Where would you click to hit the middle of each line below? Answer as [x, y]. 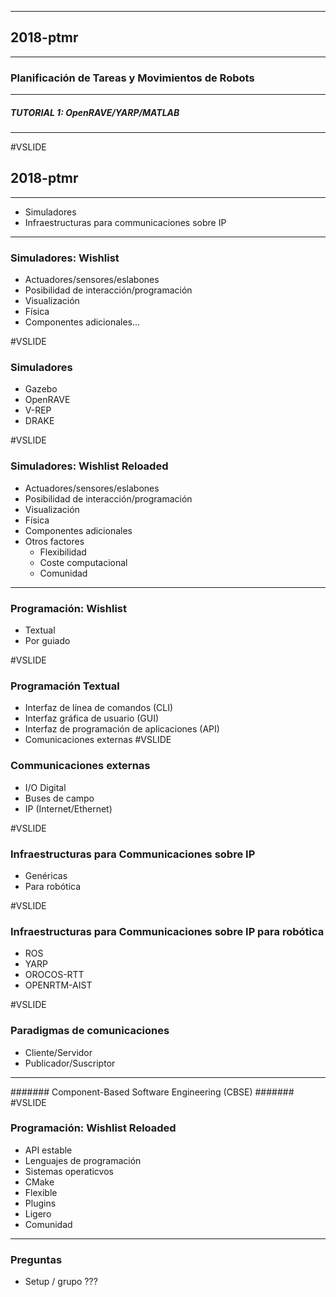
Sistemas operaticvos [69, 1171]
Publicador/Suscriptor [70, 1063]
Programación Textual [65, 686]
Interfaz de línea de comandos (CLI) [99, 708]
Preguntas [36, 1259]
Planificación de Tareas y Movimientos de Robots [132, 78]
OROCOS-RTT [54, 975]
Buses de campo [59, 798]
